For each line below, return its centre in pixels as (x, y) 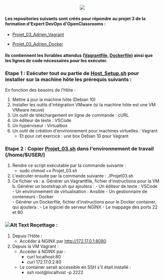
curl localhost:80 (44, 256)
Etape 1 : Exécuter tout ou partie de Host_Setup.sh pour (72, 73)
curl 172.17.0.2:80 (44, 262)
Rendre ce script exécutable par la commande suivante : (69, 165)
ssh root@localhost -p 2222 (55, 272)
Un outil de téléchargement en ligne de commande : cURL (70, 115)
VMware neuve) (28, 110)
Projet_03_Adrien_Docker (38, 44)
